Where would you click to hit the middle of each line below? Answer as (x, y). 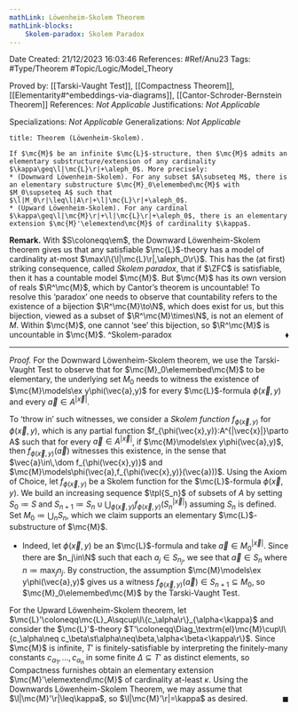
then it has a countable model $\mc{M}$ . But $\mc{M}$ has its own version (148, 278)
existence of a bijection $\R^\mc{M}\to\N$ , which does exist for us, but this (147, 307)
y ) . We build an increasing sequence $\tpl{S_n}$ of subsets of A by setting (146, 492)
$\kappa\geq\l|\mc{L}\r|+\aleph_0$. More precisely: (109, 170)
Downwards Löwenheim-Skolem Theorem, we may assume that (125, 689)
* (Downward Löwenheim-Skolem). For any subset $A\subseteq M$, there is (149, 177)
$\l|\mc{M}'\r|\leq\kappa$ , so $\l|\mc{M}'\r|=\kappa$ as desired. (129, 699)
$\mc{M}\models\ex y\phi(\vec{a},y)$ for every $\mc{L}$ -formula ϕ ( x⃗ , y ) (145, 391)
